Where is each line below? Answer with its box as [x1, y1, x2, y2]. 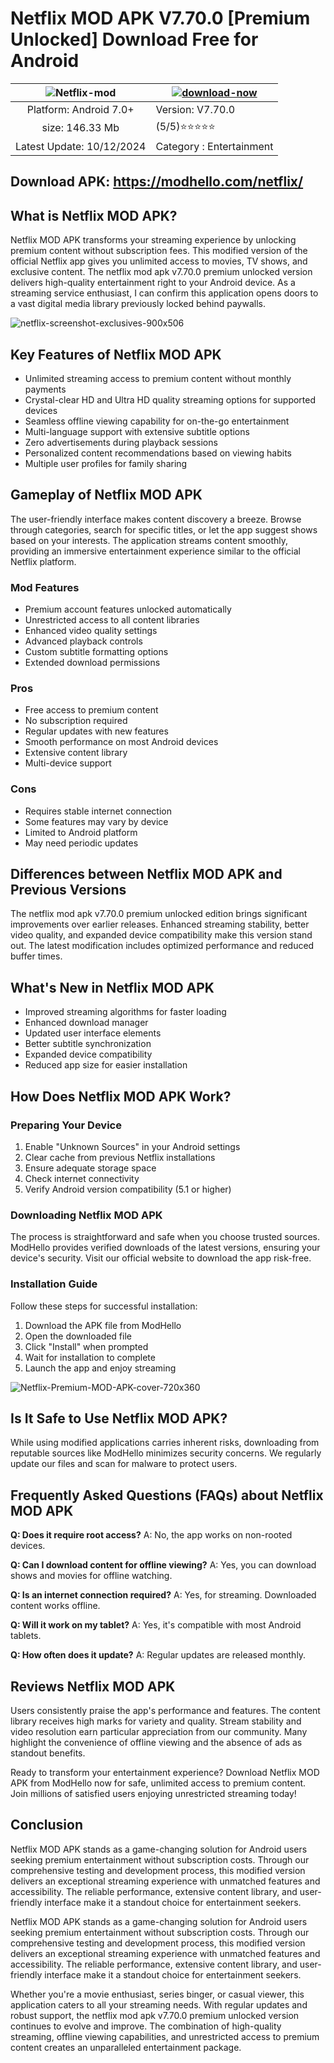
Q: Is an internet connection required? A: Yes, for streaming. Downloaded [10, 1589, 317, 1601]
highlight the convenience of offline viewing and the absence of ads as [10, 1737, 303, 1748]
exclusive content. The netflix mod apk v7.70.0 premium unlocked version [10, 266, 313, 278]
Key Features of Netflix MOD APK [10, 346, 222, 363]
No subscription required [24, 715, 128, 727]
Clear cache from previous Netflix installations [24, 1151, 216, 1163]
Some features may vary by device [24, 815, 169, 827]
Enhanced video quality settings [24, 625, 158, 637]
